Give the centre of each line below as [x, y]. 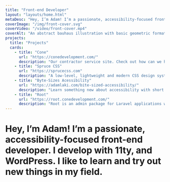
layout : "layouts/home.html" [36, 15]
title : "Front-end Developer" [37, 10]
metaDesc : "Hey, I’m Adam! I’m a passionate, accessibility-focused [79, 19]
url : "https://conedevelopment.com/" [58, 57]
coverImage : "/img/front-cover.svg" [44, 24]
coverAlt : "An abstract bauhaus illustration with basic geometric [78, 33]
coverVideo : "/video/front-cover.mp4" [46, 29]
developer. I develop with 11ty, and [79, 150]
